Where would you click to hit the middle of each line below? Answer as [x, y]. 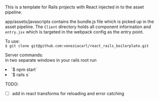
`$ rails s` [21, 75]
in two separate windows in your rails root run [51, 60]
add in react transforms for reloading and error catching [68, 93]
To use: [13, 41]
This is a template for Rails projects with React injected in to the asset [75, 7]
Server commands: [24, 55]
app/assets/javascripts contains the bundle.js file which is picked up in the [79, 22]
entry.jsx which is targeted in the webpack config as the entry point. [74, 32]
